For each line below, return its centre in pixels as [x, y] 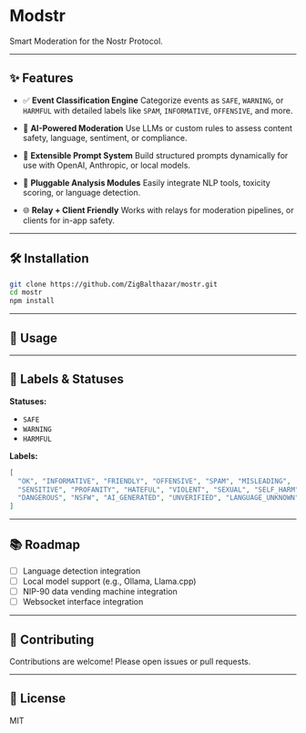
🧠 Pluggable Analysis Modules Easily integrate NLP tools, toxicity [146, 182]
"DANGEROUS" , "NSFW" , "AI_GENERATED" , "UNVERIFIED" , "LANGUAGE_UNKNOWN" [158, 498]
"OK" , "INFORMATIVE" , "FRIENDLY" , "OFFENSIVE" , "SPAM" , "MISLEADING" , [154, 481]
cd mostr [26, 292]
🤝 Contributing [52, 640]
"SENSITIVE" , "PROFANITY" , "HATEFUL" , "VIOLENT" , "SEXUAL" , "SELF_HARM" [158, 489]
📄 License [38, 699]
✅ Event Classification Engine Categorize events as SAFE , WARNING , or [153, 100]
